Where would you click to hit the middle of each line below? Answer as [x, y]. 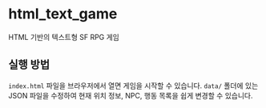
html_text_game [63, 14]
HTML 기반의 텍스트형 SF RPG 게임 [64, 37]
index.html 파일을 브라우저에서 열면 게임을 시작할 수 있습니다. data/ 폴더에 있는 [133, 86]
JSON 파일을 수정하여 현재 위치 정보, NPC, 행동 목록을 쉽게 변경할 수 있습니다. [131, 95]
